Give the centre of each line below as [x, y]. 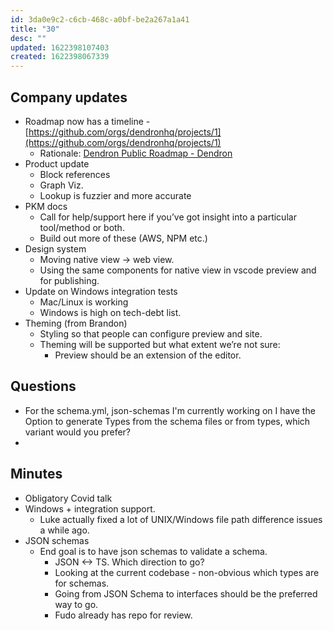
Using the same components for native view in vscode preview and [178, 270]
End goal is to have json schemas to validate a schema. [153, 551]
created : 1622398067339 [60, 57]
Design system [55, 248]
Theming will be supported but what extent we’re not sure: [160, 344]
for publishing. [69, 280]
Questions [43, 386]
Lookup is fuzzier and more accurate [115, 195]
